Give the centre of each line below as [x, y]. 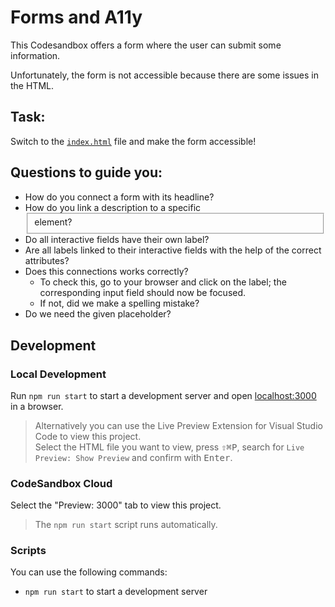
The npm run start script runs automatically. [126, 525]
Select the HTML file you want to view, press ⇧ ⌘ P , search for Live [169, 447]
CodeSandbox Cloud [61, 483]
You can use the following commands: [89, 572]
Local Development [58, 374]
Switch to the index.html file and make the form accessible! [133, 141]
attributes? [47, 261]
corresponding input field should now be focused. [143, 293]
